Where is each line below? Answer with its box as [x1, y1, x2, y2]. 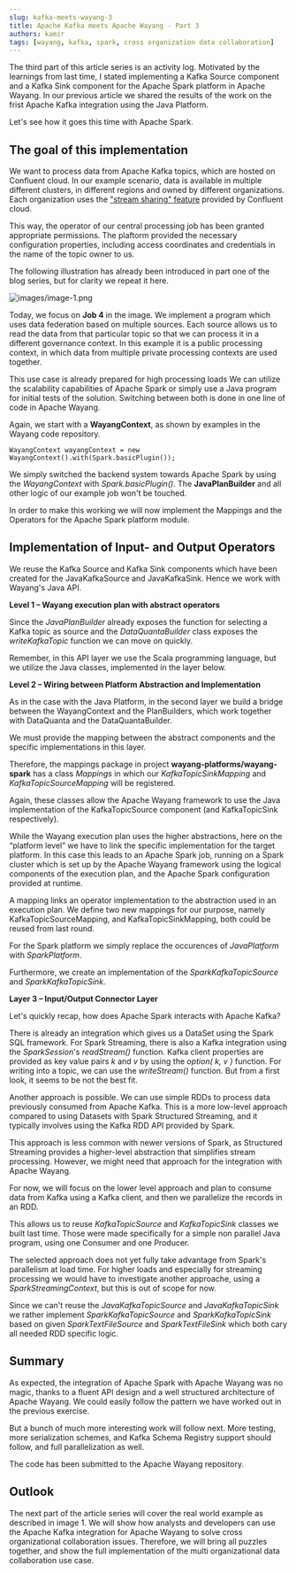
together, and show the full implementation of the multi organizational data [9, 1546, 280, 1556]
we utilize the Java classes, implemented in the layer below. [9, 661, 227, 673]
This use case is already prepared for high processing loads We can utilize [9, 374, 281, 385]
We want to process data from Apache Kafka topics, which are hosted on [9, 166, 276, 177]
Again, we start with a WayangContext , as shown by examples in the [9, 420, 261, 430]
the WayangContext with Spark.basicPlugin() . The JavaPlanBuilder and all [9, 479, 282, 490]
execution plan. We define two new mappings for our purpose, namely [9, 904, 265, 914]
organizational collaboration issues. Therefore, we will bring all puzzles [9, 1536, 268, 1546]
